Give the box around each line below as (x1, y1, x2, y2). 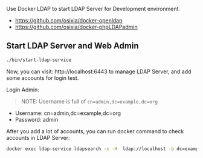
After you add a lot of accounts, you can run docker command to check (6, 127, 184, 135)
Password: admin (14, 116, 59, 123)
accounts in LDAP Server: (6, 134, 70, 141)
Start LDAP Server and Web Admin (6, 41, 139, 51)
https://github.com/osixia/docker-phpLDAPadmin (14, 24, 138, 30)
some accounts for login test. (6, 74, 79, 81)
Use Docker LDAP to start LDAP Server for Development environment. (6, 5, 180, 12)
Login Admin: (6, 86, 39, 93)
